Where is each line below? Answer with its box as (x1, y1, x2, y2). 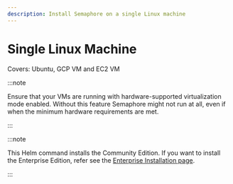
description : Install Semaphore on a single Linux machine (7, 10, 186, 18)
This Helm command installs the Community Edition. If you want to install (7, 148, 221, 157)
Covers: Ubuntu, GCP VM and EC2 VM (7, 65, 120, 73)
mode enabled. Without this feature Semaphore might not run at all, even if (7, 99, 226, 108)
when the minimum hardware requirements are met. (7, 107, 159, 116)
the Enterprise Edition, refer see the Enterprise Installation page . (7, 156, 195, 164)
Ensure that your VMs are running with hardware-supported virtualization (7, 92, 222, 100)
